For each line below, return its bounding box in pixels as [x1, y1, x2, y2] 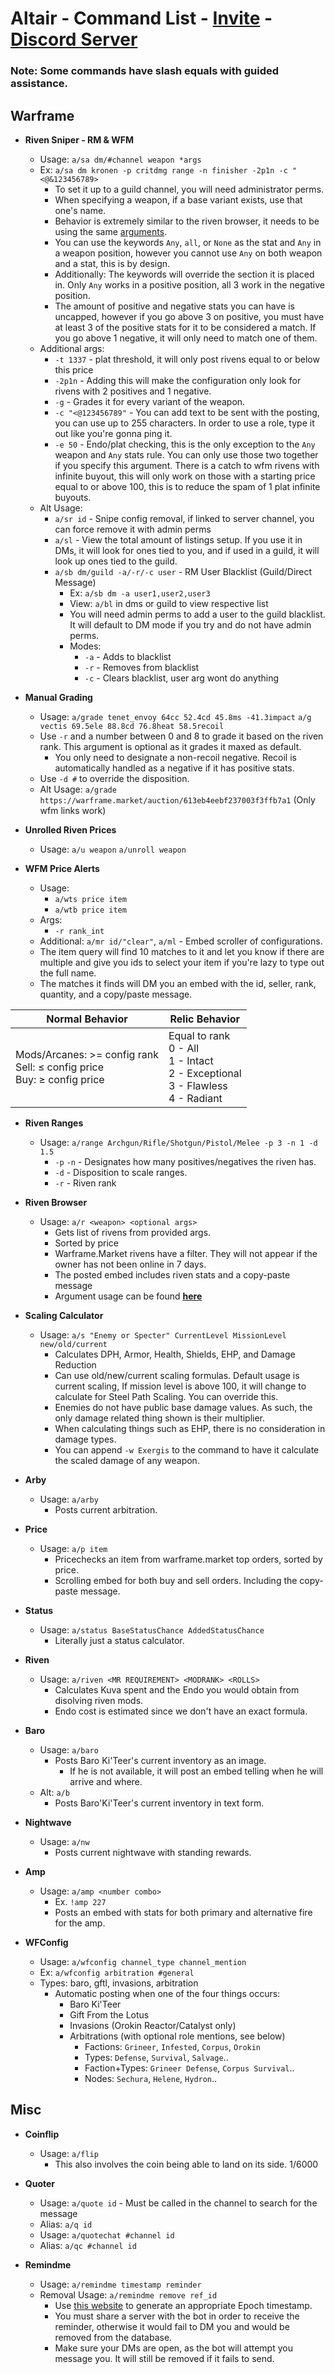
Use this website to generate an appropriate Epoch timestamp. [54, 2299, 313, 2311]
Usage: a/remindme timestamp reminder [39, 2278, 202, 2290]
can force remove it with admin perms [54, 523, 212, 535]
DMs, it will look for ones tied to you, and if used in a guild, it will [54, 544, 320, 556]
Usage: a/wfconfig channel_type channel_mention [39, 1955, 247, 1967]
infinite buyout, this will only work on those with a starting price [54, 470, 316, 482]
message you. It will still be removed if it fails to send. [54, 2352, 275, 2364]
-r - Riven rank [54, 1177, 117, 1189]
